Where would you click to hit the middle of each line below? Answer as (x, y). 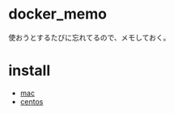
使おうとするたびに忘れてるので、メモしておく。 (89, 37)
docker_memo (58, 14)
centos (32, 101)
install (30, 71)
